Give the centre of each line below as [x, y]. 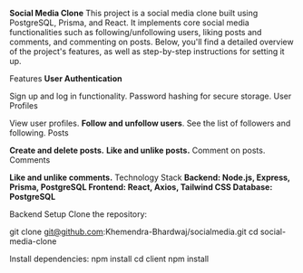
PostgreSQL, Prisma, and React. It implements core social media [129, 23]
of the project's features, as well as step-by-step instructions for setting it [147, 52]
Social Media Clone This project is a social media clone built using [134, 13]
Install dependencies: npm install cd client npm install [109, 259]
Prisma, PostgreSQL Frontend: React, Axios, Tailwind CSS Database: [141, 187]
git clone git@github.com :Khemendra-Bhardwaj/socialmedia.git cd [134, 231]
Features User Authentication [66, 79]
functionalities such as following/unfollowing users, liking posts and [136, 32]
